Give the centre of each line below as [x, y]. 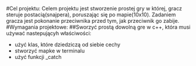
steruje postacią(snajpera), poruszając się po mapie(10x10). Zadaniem [91, 15]
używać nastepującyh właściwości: [49, 33]
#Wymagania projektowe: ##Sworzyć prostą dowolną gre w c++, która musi [98, 27]
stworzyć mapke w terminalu [50, 51]
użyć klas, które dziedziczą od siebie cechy [67, 44]
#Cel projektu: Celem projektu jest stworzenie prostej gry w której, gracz [94, 8]
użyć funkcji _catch [38, 57]
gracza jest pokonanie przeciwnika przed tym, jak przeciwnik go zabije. [93, 21]
